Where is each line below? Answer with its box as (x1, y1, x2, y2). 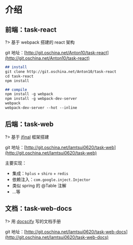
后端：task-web (5, 120, 54, 129)
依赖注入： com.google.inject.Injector (12, 177, 91, 182)
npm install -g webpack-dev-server (5, 96, 77, 101)
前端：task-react (5, 25, 57, 34)
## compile (5, 87, 27, 92)
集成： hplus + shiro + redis (12, 170, 69, 176)
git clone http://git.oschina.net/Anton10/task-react (5, 69, 117, 74)
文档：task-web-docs (5, 204, 72, 213)
